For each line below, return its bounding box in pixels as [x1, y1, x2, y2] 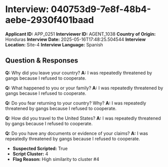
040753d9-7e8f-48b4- [51, 4, 151, 15]
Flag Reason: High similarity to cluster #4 [12, 156, 100, 162]
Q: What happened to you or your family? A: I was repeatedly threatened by [5, 85, 163, 91]
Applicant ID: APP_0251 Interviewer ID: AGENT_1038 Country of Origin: [5, 31, 156, 37]
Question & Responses [5, 57, 78, 65]
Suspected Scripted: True [12, 145, 68, 151]
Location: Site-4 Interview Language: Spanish [5, 41, 103, 47]
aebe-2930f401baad [5, 14, 94, 26]
